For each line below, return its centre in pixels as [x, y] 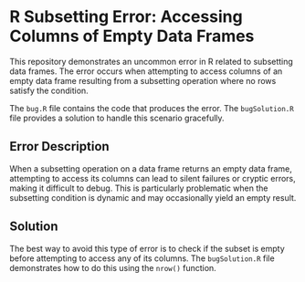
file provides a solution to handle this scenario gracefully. [117, 118]
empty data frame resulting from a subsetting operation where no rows [143, 80]
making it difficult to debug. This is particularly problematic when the [139, 188]
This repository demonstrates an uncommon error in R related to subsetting [152, 61]
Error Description [59, 146]
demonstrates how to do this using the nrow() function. [113, 267]
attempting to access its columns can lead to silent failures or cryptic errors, [153, 178]
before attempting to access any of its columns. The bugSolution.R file [142, 258]
